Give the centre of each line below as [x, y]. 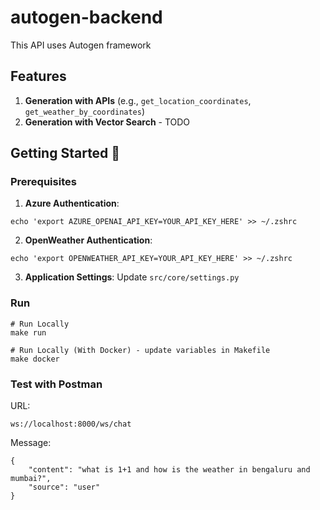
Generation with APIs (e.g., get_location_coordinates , [138, 100]
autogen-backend [86, 17]
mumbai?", [31, 479]
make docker [35, 359]
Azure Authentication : [72, 203]
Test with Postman [56, 384]
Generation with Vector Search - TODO [107, 122]
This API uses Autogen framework [81, 45]
